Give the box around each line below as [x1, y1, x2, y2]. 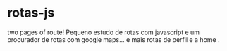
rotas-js [7, 5, 55, 21]
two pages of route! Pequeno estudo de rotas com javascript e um [7, 28, 200, 36]
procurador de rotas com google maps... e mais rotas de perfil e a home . [7, 35, 220, 43]
